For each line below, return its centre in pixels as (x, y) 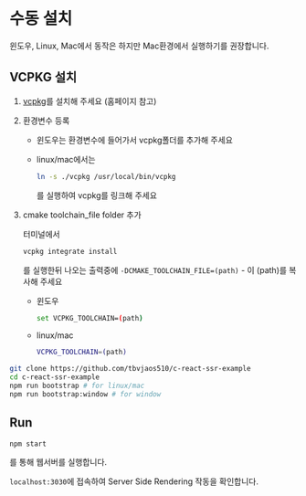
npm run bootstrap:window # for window (85, 394)
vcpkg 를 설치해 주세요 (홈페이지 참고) (90, 100)
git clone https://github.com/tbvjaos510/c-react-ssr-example (130, 369)
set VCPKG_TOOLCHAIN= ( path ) (90, 318)
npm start (28, 444)
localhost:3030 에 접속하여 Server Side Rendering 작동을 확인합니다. (134, 481)
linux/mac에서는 (66, 159)
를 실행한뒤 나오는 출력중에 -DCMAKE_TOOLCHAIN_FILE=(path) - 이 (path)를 (155, 269)
